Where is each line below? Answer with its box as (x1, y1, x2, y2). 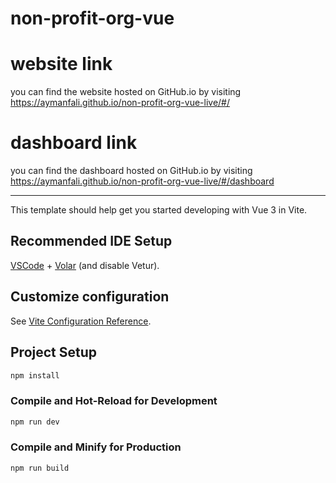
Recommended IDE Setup (10, 233, 173, 250)
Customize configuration (10, 288, 170, 306)
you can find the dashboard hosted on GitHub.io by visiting (10, 165, 253, 177)
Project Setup (10, 344, 98, 361)
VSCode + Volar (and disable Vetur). (10, 259, 160, 271)
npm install (10, 370, 60, 381)
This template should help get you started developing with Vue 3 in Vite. (10, 204, 308, 216)
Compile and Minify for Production (10, 440, 182, 454)
